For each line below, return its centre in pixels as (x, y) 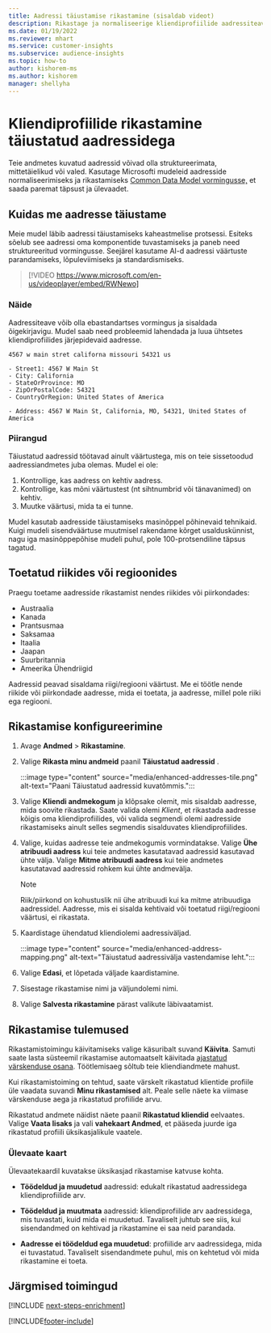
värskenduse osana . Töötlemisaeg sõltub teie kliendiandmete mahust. (124, 1066)
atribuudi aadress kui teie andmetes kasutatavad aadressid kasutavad (137, 852)
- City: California (41, 376)
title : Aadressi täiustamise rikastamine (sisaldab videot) (112, 16)
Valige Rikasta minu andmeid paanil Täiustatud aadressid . (119, 762)
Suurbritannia (43, 659)
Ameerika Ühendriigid (56, 668)
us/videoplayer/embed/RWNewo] (83, 284)
